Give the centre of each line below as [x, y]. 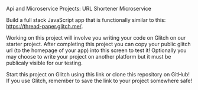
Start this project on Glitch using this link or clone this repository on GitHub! [98, 74]
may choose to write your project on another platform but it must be [89, 57]
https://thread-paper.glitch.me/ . [45, 26]
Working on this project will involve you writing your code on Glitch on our [96, 38]
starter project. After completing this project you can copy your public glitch [98, 44]
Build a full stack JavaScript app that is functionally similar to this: [86, 20]
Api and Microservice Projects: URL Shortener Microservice [79, 9]
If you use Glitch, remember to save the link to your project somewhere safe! [99, 81]
